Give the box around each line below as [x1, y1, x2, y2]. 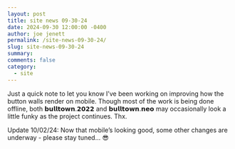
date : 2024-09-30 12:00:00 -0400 [7, 23, 107, 31]
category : [7, 63, 37, 70]
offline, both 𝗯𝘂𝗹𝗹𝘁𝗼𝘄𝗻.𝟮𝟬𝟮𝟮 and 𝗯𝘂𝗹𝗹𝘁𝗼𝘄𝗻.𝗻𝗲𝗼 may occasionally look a [7, 104, 226, 113]
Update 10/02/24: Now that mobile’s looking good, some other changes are [7, 126, 228, 134]
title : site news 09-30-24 [7, 17, 88, 24]
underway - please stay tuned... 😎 [7, 133, 109, 142]
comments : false [7, 57, 56, 64]
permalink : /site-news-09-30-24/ [7, 37, 107, 44]
